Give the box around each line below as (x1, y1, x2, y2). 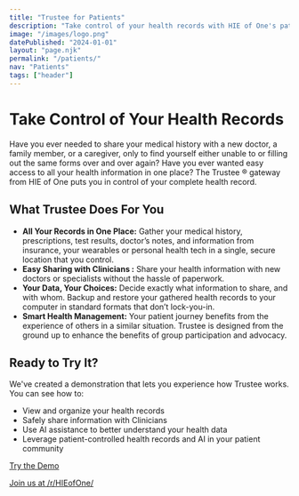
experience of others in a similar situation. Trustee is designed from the (21, 320, 284, 331)
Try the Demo (9, 460, 60, 471)
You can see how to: (9, 388, 85, 399)
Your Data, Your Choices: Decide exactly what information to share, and (21, 282, 288, 293)
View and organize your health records (21, 405, 165, 416)
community (21, 444, 64, 454)
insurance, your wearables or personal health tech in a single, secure (21, 244, 276, 255)
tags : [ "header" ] (9, 71, 74, 80)
